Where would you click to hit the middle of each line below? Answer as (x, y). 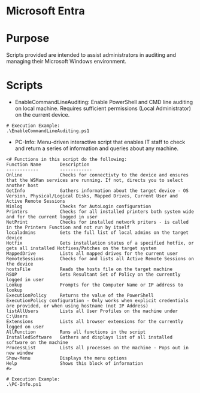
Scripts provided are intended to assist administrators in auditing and (91, 55)
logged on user (25, 327)
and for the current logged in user (52, 217)
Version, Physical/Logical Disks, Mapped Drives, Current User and (92, 196)
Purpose (28, 39)
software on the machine (37, 343)
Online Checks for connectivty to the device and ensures (97, 175)
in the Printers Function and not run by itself (68, 228)
